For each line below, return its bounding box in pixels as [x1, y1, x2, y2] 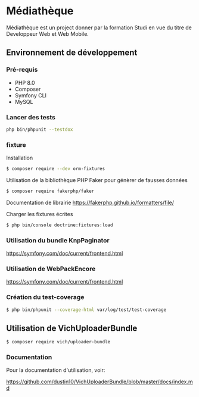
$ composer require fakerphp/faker [6, 188, 95, 194]
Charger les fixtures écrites [6, 210, 73, 217]
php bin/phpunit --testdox [6, 127, 73, 133]
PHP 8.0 [14, 79, 35, 86]
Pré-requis [6, 66, 38, 74]
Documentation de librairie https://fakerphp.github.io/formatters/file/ [6, 199, 175, 206]
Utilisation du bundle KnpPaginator [6, 236, 110, 244]
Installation [6, 154, 33, 162]
